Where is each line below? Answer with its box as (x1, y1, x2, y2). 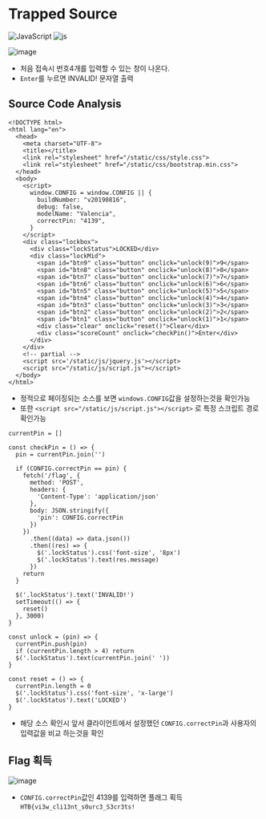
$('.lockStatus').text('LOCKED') (15, 695, 127, 704)
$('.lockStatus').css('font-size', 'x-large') (15, 689, 174, 697)
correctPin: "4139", (37, 217, 106, 225)
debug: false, (37, 202, 84, 211)
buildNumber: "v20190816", (37, 196, 127, 204)
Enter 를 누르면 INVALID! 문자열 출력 (19, 73, 134, 83)
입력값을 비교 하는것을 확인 (19, 728, 104, 738)
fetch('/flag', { (22, 471, 81, 480)
